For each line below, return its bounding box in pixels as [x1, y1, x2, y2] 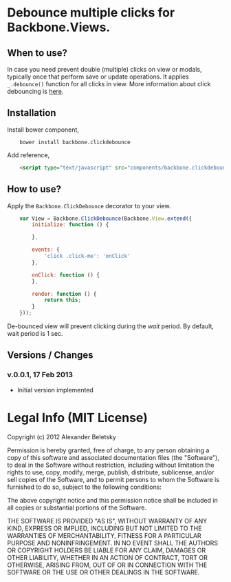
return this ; [43, 297, 81, 304]
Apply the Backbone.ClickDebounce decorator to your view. [7, 201, 171, 210]
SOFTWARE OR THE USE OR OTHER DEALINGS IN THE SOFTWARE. [7, 568, 200, 576]
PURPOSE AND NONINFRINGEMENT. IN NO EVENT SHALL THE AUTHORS [7, 539, 219, 547]
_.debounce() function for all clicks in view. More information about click [7, 80, 211, 88]
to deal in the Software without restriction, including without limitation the [7, 461, 214, 469]
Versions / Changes [7, 350, 94, 361]
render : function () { [32, 290, 97, 297]
